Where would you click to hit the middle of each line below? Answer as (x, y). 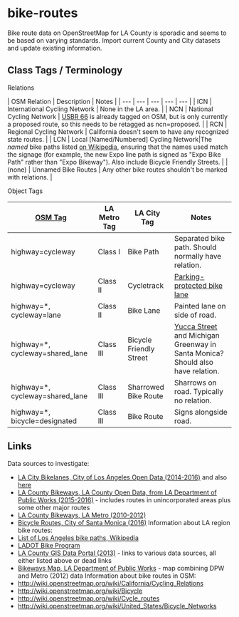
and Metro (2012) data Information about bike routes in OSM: (107, 576)
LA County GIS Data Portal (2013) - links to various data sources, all (117, 553)
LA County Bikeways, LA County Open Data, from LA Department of (117, 492)
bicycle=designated (44, 420)
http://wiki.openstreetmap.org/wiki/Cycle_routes (89, 598)
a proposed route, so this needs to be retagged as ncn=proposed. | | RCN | (117, 124)
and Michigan (197, 335)
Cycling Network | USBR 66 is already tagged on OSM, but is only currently (118, 116)
